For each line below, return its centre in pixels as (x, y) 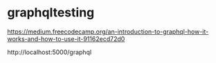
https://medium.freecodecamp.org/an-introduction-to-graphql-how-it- (108, 32)
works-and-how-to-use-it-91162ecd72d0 (66, 38)
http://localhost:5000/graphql (49, 52)
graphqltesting (51, 13)
